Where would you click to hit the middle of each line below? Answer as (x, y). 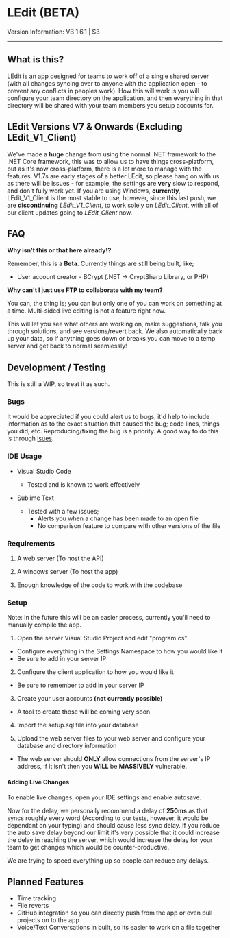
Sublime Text (36, 498)
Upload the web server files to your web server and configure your (111, 738)
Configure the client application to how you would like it (95, 672)
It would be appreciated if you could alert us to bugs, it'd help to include (108, 417)
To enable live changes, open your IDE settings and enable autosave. (104, 797)
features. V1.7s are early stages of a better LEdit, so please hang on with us (113, 176)
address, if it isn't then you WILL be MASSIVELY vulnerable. (102, 767)
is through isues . (30, 438)
